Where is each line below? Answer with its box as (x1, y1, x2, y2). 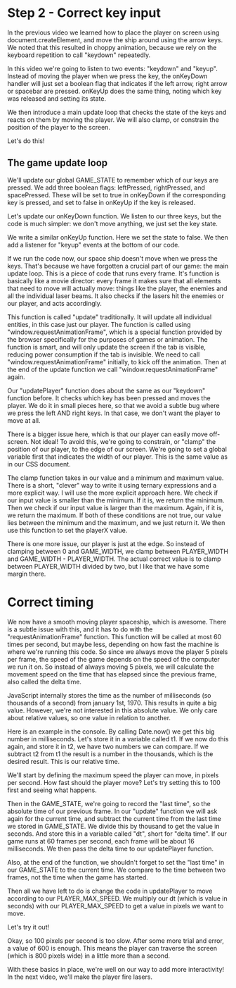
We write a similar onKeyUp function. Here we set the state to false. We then (7, 233, 228, 241)
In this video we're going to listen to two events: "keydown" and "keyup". (7, 64, 218, 73)
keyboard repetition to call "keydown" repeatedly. (7, 51, 151, 59)
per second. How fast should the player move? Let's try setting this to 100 (7, 778, 221, 786)
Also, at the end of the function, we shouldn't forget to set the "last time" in (7, 858, 225, 866)
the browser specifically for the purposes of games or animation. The (7, 335, 209, 343)
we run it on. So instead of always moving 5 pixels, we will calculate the (7, 662, 214, 671)
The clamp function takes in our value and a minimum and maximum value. (7, 474, 224, 482)
